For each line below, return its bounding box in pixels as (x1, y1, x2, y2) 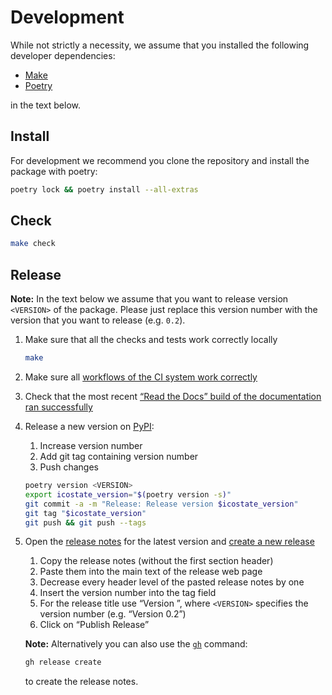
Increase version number (39, 440, 143, 451)
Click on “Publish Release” (39, 619, 150, 631)
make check (10, 239, 56, 249)
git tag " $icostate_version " (24, 508, 147, 518)
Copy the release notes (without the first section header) (39, 555, 274, 567)
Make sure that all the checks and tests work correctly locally (24, 334, 278, 346)
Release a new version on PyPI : (24, 421, 155, 432)
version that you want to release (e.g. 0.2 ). (10, 314, 186, 326)
